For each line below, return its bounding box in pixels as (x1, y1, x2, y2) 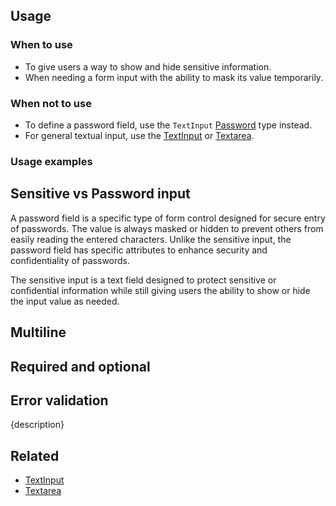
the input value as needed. (10, 295, 120, 307)
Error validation (10, 392, 109, 409)
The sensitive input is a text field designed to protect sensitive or (10, 274, 277, 286)
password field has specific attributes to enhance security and (10, 244, 268, 256)
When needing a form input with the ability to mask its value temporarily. (24, 71, 324, 83)
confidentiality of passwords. (10, 254, 131, 266)
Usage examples (10, 154, 93, 168)
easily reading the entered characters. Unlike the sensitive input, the (10, 233, 292, 245)
